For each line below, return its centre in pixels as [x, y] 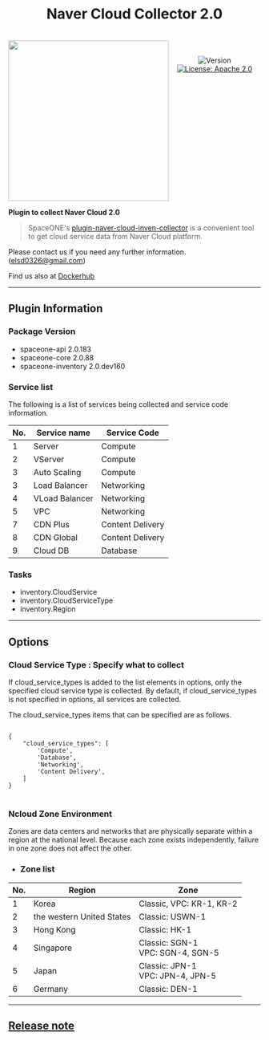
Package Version [42, 331]
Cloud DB [51, 550]
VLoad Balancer [63, 498]
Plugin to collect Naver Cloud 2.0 [64, 212]
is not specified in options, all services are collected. [95, 699]
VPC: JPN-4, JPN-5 [178, 976]
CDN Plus [51, 524]
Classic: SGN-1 [169, 942]
